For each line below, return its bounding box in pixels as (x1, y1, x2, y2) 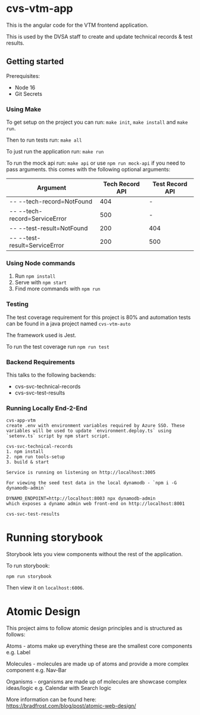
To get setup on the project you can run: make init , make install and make (6, 118, 188, 126)
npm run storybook (6, 573, 52, 580)
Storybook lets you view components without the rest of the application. (6, 551, 183, 558)
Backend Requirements (6, 357, 76, 366)
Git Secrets (14, 90, 43, 97)
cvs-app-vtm (6, 418, 36, 424)
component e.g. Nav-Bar (6, 667, 67, 674)
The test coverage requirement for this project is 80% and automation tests (6, 313, 191, 321)
